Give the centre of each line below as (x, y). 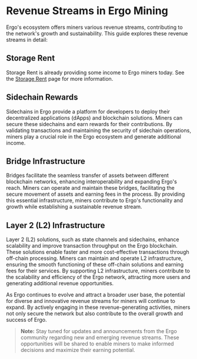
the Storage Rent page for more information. (60, 78)
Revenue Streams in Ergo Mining (87, 11)
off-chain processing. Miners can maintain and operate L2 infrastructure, (94, 258)
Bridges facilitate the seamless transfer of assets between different (88, 176)
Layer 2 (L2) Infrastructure (56, 225)
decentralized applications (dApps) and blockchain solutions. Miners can (94, 118)
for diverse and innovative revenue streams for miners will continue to (91, 301)
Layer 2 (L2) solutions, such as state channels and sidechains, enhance (93, 239)
